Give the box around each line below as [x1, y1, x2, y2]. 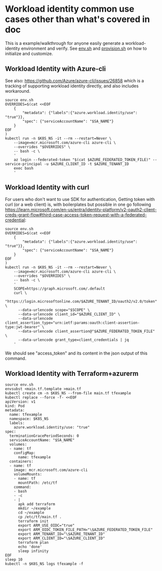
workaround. [5, 88, 31, 94]
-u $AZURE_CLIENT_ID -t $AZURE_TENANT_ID [44, 161, 130, 166]
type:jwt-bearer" [5, 324, 40, 330]
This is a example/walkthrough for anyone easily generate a [5, 40, 125, 46]
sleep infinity [17, 549, 49, 554]
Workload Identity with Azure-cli [5, 65, 106, 73]
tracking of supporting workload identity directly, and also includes [5, 83, 139, 89]
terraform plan [17, 540, 49, 545]
